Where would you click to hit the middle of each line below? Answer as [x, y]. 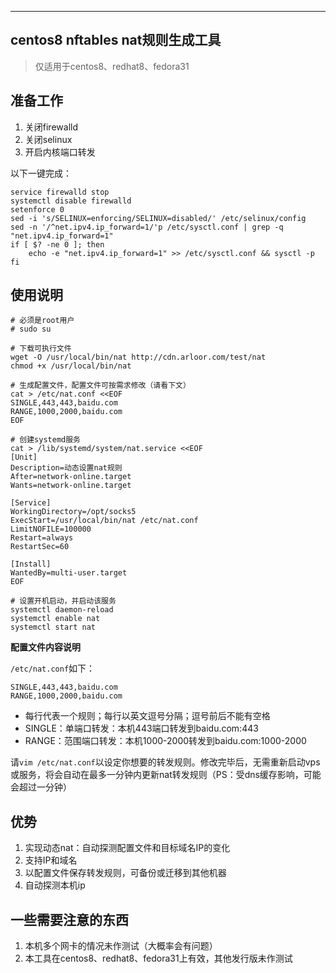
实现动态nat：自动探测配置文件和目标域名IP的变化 [127, 848]
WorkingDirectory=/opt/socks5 [73, 512]
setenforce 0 [37, 209]
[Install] [31, 564]
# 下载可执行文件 [41, 349]
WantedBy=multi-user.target [69, 573]
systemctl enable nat [55, 619]
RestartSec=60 [40, 547]
